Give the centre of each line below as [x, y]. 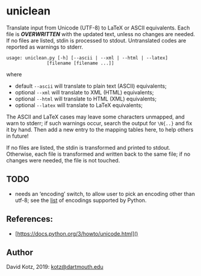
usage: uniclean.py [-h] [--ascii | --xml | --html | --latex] [87, 58]
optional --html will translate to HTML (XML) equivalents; [86, 99]
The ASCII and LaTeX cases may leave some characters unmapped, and [95, 117]
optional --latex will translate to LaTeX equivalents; [79, 105]
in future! [17, 136]
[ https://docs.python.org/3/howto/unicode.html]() [76, 233]
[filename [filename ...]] [80, 63]
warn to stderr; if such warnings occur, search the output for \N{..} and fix [99, 123]
